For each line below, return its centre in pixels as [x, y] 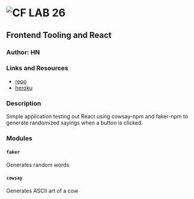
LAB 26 [47, 13]
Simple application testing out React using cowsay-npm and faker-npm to [97, 117]
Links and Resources [37, 68]
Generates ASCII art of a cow [42, 191]
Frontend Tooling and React [59, 35]
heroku [24, 88]
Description [24, 103]
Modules [20, 138]
